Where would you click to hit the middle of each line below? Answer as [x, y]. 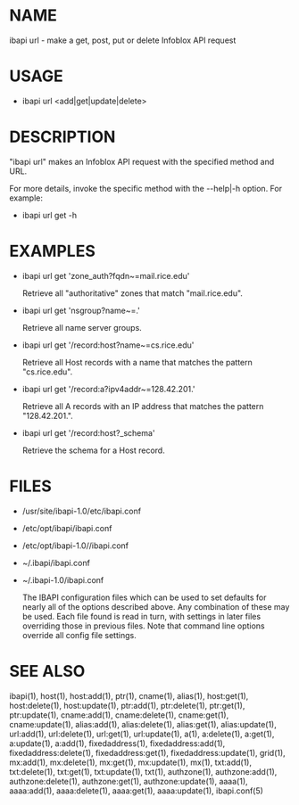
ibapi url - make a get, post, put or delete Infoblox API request [123, 40]
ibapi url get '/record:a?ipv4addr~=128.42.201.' [108, 389]
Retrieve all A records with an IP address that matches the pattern [143, 406]
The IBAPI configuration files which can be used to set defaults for [144, 597]
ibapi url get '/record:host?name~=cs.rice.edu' [108, 345]
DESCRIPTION [62, 137]
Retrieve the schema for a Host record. [93, 450]
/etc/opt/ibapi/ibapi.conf [67, 528]
